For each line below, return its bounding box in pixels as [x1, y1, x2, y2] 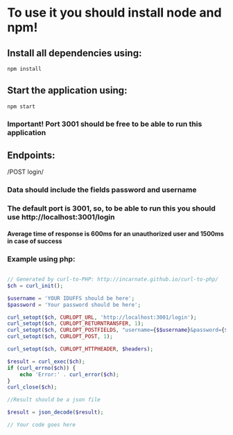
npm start [7, 103, 36, 110]
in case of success [7, 237, 62, 245]
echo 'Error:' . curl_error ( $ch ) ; [19, 371, 119, 378]
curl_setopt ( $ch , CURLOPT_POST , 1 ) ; [7, 333, 113, 340]
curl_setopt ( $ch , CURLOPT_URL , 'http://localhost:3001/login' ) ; [7, 314, 197, 321]
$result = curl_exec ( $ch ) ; [7, 358, 85, 365]
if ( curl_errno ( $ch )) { [7, 364, 76, 371]
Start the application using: [7, 85, 128, 96]
